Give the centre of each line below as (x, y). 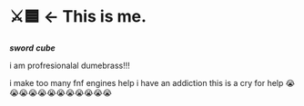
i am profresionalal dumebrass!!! (70, 65)
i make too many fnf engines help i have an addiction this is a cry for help (147, 82)
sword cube (33, 48)
